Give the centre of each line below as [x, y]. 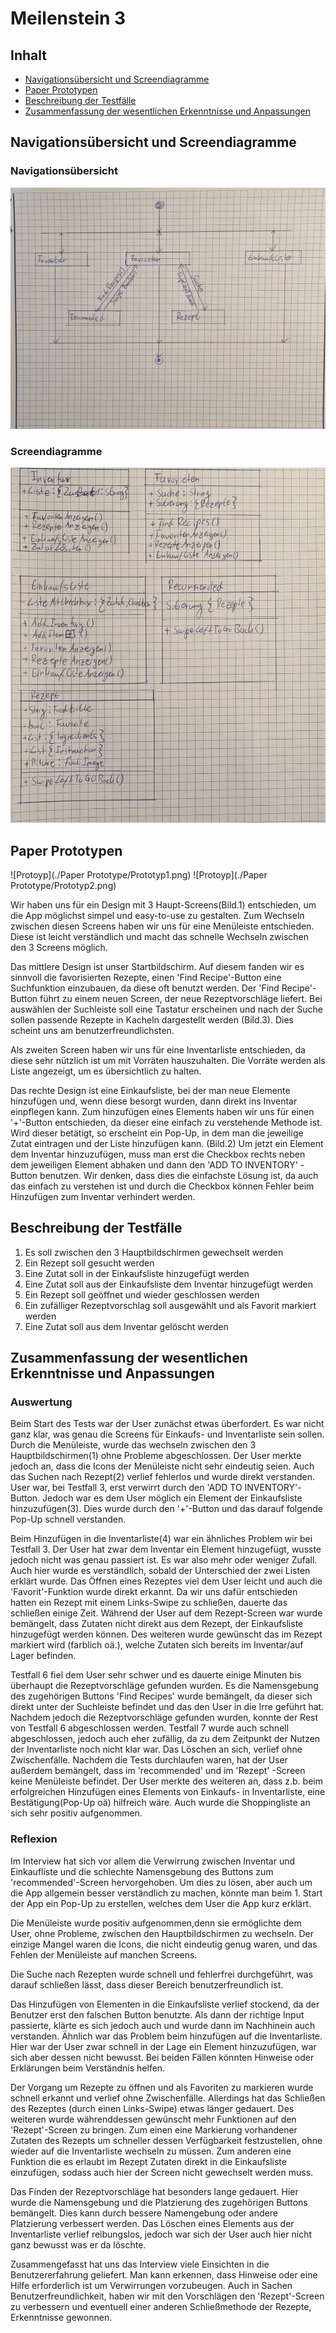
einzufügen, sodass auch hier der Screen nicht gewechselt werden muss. [162, 2172]
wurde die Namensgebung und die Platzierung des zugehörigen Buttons [159, 2202]
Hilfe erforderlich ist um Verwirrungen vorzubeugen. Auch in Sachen [151, 2285]
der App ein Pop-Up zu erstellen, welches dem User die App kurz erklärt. [161, 1903]
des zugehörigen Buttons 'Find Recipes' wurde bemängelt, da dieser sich [161, 1696]
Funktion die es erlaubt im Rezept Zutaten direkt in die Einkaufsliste [148, 2161]
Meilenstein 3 [68, 18]
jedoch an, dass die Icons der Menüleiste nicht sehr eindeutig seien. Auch [162, 1466]
